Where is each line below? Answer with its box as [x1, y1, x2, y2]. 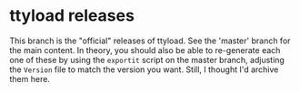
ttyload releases [9, 5, 135, 26]
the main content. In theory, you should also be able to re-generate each [9, 44, 281, 55]
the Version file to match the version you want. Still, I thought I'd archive [9, 64, 279, 75]
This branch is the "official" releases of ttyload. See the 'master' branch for [9, 35, 291, 46]
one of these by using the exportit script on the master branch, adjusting [9, 54, 285, 65]
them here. [9, 73, 50, 84]
